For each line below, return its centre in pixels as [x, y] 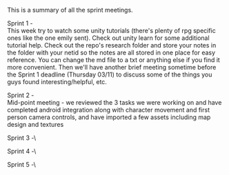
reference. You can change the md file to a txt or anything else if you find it [114, 60]
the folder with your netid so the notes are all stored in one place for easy [111, 52]
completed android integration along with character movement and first [109, 110]
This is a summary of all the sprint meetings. [70, 10]
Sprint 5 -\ [22, 164]
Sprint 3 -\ [22, 138]
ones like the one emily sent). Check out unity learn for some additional [108, 38]
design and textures [36, 124]
